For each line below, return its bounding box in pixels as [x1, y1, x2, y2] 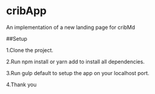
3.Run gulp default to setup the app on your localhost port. [6, 69, 150, 76]
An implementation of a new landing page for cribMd [6, 24, 135, 31]
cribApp [6, 4, 47, 18]
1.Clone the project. [6, 46, 53, 54]
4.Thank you [6, 81, 37, 88]
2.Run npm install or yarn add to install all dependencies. [6, 58, 145, 65]
